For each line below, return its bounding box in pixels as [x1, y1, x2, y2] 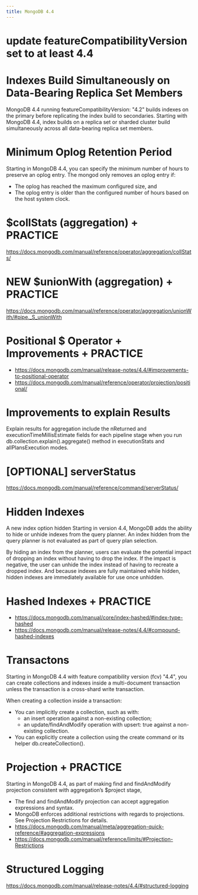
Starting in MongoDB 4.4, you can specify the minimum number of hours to [6, 165, 189, 172]
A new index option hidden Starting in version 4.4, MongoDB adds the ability [6, 524, 192, 532]
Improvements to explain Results [6, 406, 171, 419]
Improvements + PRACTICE [6, 346, 144, 360]
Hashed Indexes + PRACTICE [6, 595, 151, 608]
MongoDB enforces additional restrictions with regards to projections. [14, 810, 185, 818]
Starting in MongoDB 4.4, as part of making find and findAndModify [6, 780, 171, 787]
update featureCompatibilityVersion [6, 34, 187, 47]
